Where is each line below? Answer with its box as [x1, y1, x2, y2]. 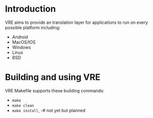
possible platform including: [5, 24, 61, 30]
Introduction [5, 3, 56, 15]
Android [12, 34, 28, 40]
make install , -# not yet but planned [12, 107, 86, 113]
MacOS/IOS [12, 39, 36, 45]
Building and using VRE [5, 72, 101, 83]
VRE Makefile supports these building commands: [5, 87, 105, 93]
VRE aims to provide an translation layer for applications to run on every [5, 19, 148, 25]
